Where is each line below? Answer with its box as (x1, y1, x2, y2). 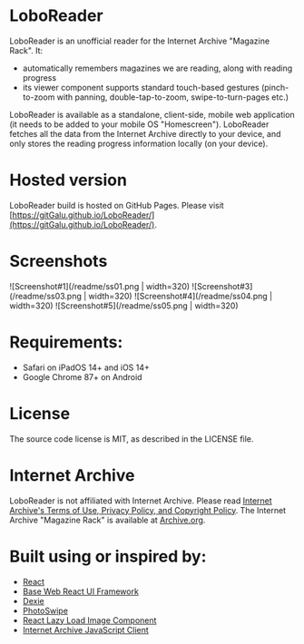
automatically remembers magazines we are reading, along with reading (22, 63, 293, 73)
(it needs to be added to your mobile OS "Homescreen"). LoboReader (9, 119, 270, 130)
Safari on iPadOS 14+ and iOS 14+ (22, 362, 150, 373)
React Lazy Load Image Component (22, 614, 157, 626)
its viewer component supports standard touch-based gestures (22, 82, 260, 93)
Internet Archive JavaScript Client (22, 624, 150, 635)
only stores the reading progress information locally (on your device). (9, 138, 269, 149)
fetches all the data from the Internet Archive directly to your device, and (9, 128, 281, 139)
